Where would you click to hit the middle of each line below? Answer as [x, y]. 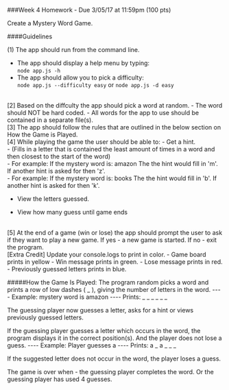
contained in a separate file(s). [50, 120]
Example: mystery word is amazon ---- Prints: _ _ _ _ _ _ [89, 297]
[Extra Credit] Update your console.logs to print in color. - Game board [107, 254]
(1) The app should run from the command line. [73, 50]
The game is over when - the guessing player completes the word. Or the [110, 372]
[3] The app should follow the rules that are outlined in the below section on [114, 127]
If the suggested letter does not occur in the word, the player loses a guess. [114, 358]
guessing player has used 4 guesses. [60, 379]
